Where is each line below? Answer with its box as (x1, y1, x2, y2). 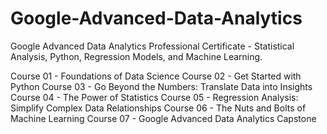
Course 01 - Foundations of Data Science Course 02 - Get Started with (10, 70, 302, 82)
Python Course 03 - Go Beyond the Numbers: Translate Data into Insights (10, 80, 313, 92)
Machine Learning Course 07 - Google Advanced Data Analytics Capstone (10, 112, 317, 124)
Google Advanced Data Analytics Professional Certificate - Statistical (10, 40, 295, 52)
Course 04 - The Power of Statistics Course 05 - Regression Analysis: (10, 91, 299, 103)
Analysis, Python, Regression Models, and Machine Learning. (10, 50, 263, 62)
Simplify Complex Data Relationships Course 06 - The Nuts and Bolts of (10, 102, 307, 114)
